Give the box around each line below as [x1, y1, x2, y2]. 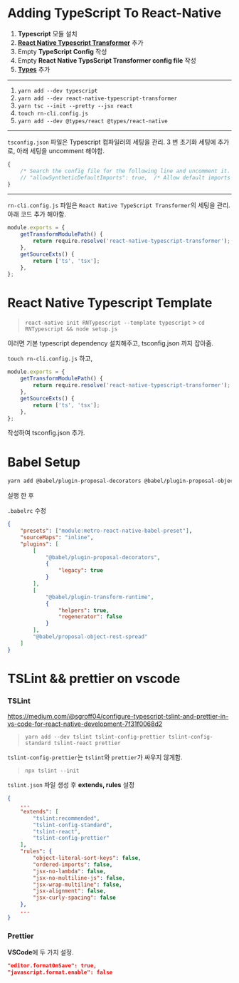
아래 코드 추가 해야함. [7, 210, 66, 219]
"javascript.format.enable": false [7, 969, 113, 976]
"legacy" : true [58, 567, 103, 574]
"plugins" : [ [20, 540, 59, 548]
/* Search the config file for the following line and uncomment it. [20, 167, 231, 175]
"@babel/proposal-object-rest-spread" [33, 633, 148, 640]
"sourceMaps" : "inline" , [20, 534, 94, 541]
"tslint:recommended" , [33, 814, 100, 822]
